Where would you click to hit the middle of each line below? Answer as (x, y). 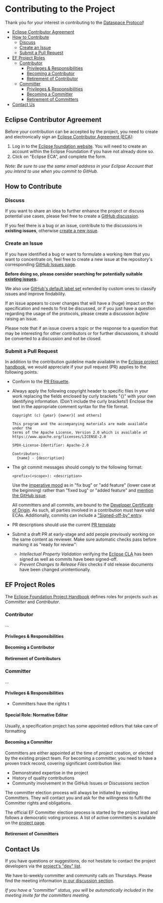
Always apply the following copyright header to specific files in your (80, 391)
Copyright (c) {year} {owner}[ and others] (57, 415)
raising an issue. (21, 318)
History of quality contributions (43, 778)
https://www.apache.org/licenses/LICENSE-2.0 (59, 437)
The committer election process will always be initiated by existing (72, 792)
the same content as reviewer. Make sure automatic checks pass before (84, 539)
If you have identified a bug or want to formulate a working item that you (77, 254)
